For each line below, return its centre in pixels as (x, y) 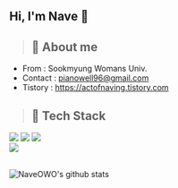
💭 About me (64, 47)
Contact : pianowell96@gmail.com (85, 78)
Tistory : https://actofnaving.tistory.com (95, 88)
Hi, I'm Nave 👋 (49, 17)
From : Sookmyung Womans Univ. (85, 69)
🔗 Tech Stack (68, 116)
